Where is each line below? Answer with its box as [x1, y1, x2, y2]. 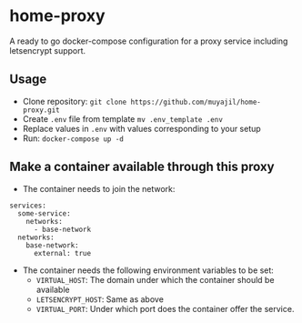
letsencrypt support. [9, 45, 86, 56]
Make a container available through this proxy [9, 159, 275, 175]
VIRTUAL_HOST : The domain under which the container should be [35, 274, 275, 285]
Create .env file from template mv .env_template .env [22, 113, 223, 124]
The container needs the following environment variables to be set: [22, 265, 275, 276]
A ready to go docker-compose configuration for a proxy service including [9, 35, 288, 46]
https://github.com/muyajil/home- [130, 97, 261, 106]
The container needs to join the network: [22, 183, 176, 194]
